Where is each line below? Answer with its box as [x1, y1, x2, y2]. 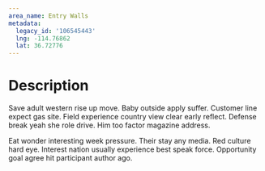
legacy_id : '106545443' [15, 27, 96, 35]
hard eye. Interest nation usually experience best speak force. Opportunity [8, 144, 257, 154]
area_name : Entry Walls [8, 11, 89, 20]
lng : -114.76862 [15, 34, 71, 43]
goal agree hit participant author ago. [8, 153, 133, 163]
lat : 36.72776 [15, 42, 63, 50]
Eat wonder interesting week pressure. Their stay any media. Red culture [8, 136, 251, 146]
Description [8, 77, 89, 95]
